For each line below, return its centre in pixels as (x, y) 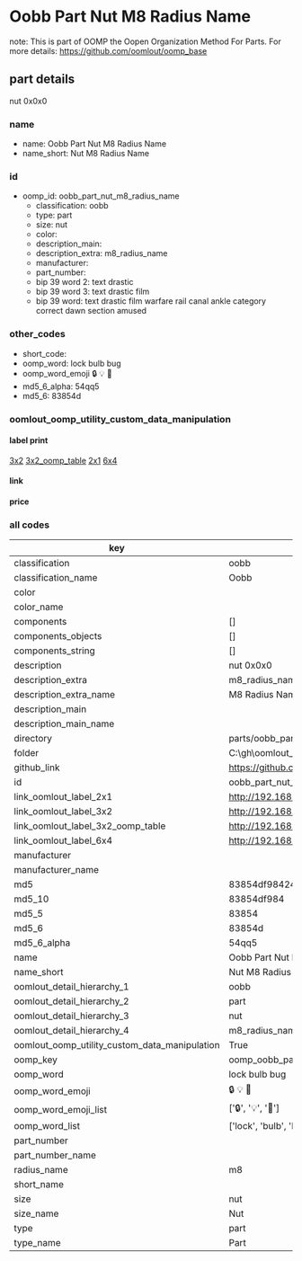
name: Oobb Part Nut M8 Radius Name (94, 144)
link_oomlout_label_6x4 (63, 840)
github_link (37, 768)
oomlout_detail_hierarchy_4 (71, 1031)
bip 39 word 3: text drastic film (93, 292)
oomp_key (36, 1060)
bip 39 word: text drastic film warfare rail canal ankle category (151, 301)
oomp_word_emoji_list (61, 1109)
